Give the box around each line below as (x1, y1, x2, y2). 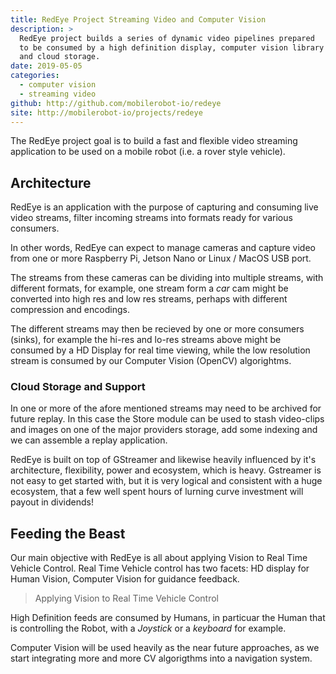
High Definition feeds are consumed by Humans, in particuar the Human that (10, 612, 326, 624)
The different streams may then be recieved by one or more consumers (10, 323, 305, 335)
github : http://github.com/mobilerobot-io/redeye (10, 98, 222, 108)
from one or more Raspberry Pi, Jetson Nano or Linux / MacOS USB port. (10, 252, 312, 265)
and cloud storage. (19, 52, 101, 62)
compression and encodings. (10, 304, 130, 316)
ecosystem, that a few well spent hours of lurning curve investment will (10, 486, 304, 498)
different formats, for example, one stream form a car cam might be (10, 282, 289, 295)
